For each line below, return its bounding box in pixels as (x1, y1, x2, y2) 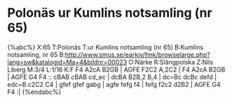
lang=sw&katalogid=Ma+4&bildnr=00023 (7, 57, 128, 66)
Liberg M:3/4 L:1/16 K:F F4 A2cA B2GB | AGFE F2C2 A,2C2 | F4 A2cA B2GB (7, 65, 226, 74)
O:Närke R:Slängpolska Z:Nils (128, 57, 214, 66)
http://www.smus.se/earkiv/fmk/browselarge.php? (64, 50, 210, 59)
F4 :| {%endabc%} (7, 88, 62, 96)
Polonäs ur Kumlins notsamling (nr (7, 5, 212, 21)
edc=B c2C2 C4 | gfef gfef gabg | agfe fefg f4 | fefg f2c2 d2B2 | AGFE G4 (7, 80, 221, 88)
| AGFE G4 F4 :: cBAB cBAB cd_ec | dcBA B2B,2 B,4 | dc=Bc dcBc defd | (7, 72, 217, 81)
